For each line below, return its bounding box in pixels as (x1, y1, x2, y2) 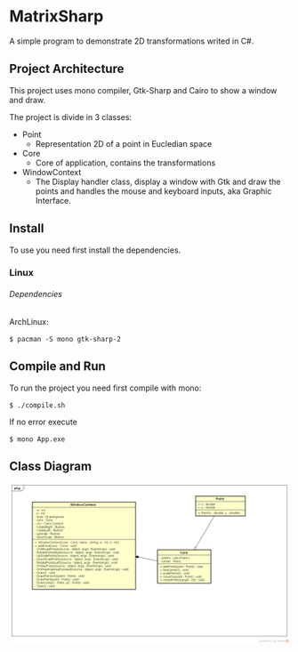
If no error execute (9, 416, 77, 427)
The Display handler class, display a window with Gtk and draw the (35, 176, 281, 187)
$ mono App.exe (9, 434, 66, 444)
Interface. (35, 195, 71, 205)
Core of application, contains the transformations (35, 157, 216, 168)
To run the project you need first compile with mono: (9, 382, 202, 393)
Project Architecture (9, 61, 125, 76)
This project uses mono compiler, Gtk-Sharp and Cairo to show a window (9, 85, 278, 95)
